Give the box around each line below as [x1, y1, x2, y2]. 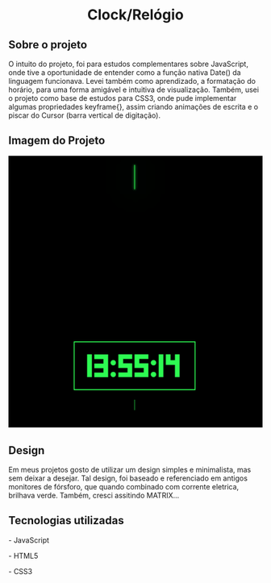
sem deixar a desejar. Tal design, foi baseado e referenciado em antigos [8, 473, 248, 483]
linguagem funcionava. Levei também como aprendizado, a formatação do [8, 77, 256, 85]
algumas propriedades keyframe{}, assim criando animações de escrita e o [8, 102, 259, 111]
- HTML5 [8, 551, 39, 560]
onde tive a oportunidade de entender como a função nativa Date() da [8, 68, 241, 77]
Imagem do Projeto [8, 134, 106, 148]
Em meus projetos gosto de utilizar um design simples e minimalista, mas [8, 465, 252, 474]
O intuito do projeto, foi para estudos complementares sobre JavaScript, [8, 59, 248, 69]
